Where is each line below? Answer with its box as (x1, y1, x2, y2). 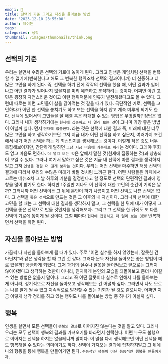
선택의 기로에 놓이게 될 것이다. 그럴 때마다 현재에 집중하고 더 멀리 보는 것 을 (5, 213, 147, 219)
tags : (5, 26, 16, 31)
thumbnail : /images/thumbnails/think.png (5, 35, 93, 40)
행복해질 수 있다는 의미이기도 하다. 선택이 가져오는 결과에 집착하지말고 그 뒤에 (10, 342, 161, 348)
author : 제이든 (5, 21, 34, 26)
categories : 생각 (5, 30, 39, 35)
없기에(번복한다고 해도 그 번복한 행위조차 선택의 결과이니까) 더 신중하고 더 (15, 75, 159, 81)
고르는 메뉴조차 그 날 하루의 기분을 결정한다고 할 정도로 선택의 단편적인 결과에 (5, 175, 156, 181)
